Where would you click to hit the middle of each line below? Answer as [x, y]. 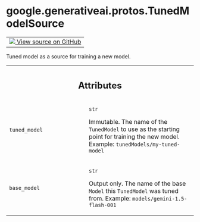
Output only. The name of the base [137, 184]
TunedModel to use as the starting [135, 129]
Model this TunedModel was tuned [134, 191]
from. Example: [110, 199]
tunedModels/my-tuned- [148, 145]
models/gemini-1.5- [160, 199]
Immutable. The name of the [128, 122]
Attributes [100, 85]
